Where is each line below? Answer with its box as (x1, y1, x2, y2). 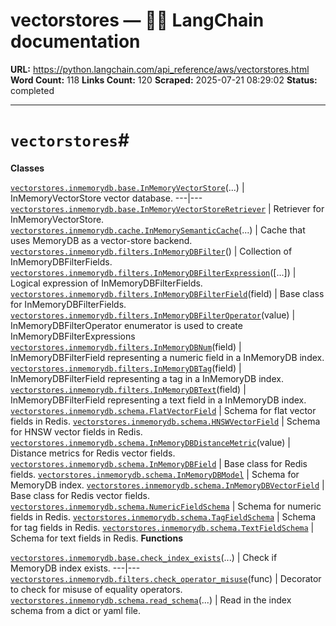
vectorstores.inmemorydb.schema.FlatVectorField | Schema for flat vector (10, 404, 317, 416)
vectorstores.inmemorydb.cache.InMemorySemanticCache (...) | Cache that (10, 224, 306, 236)
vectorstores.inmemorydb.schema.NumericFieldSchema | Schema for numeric (10, 500, 322, 512)
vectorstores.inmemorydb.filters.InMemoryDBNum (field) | (10, 340, 242, 353)
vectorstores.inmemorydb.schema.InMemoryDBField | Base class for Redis (10, 457, 308, 469)
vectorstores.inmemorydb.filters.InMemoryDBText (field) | (10, 383, 247, 395)
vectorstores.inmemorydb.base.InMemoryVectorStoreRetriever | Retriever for (10, 202, 325, 214)
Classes (10, 162, 45, 174)
